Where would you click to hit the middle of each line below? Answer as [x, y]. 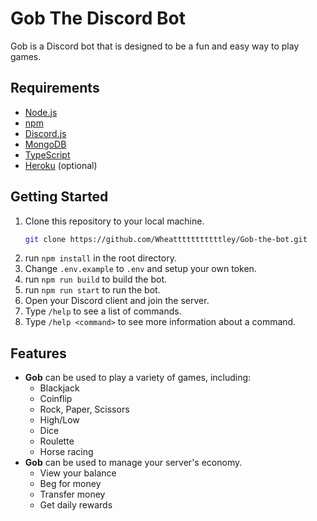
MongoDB [45, 144]
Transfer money [72, 494]
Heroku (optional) [61, 165]
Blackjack [59, 388]
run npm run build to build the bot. [96, 279]
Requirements [55, 88]
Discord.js [45, 133]
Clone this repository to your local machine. [114, 221]
